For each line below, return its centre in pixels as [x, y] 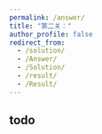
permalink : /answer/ [47, 17]
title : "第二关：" [41, 26]
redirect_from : [37, 42]
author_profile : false [51, 34]
